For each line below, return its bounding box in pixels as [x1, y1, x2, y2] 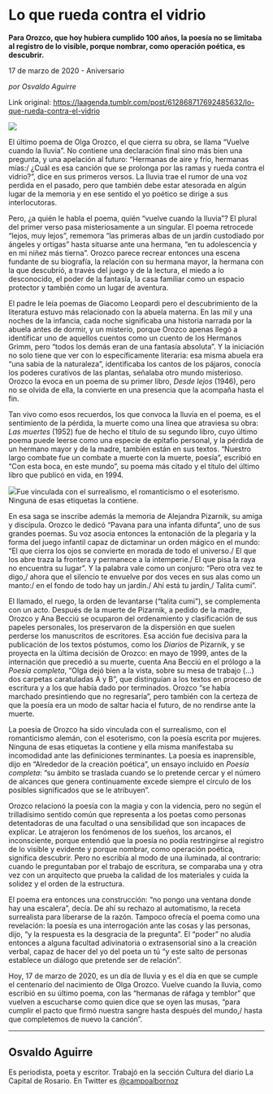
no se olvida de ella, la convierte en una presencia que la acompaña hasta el [8, 384, 264, 394]
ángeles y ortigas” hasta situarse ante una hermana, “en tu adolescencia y [8, 239, 258, 249]
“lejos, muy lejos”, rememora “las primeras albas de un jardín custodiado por [8, 231, 265, 240]
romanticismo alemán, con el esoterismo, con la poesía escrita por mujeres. [8, 733, 262, 743]
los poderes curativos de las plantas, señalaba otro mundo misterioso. [8, 367, 244, 377]
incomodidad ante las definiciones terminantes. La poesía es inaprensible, [8, 750, 256, 760]
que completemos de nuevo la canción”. [8, 1014, 143, 1024]
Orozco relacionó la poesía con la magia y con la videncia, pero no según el [8, 801, 262, 811]
